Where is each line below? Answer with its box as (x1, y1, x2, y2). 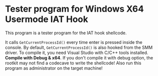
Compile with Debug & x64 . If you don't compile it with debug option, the (5, 55, 153, 60)
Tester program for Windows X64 (5, 3, 144, 15)
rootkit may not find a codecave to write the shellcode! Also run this (5, 60, 142, 66)
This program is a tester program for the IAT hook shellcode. (5, 30, 127, 36)
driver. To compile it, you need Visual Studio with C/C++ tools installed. (5, 50, 148, 56)
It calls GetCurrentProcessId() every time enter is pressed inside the (5, 39, 143, 45)
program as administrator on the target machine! (5, 65, 103, 71)
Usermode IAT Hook (5, 14, 89, 25)
